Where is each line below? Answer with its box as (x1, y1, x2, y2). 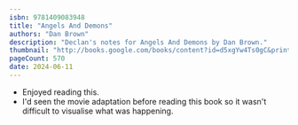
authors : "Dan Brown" (9, 29, 90, 38)
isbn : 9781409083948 (9, 12, 86, 22)
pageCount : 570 (9, 54, 66, 63)
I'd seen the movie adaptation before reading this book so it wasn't (21, 96, 267, 106)
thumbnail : (9, 46, 50, 55)
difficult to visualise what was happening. (21, 105, 174, 116)
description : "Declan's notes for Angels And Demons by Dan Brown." (9, 37, 268, 47)
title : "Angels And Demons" (9, 21, 114, 30)
